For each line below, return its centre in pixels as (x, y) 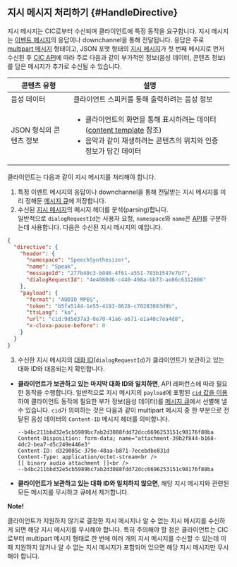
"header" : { (37, 254)
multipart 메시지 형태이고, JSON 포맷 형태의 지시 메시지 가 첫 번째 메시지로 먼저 (116, 49)
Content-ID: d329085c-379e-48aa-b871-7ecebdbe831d (93, 451)
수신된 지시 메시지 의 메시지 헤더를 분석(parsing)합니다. (93, 209)
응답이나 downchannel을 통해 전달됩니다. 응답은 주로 (131, 39)
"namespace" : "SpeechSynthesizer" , (78, 260)
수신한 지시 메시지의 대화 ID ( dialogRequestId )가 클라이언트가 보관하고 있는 (121, 360)
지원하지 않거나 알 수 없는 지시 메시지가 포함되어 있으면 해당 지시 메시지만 (115, 547)
